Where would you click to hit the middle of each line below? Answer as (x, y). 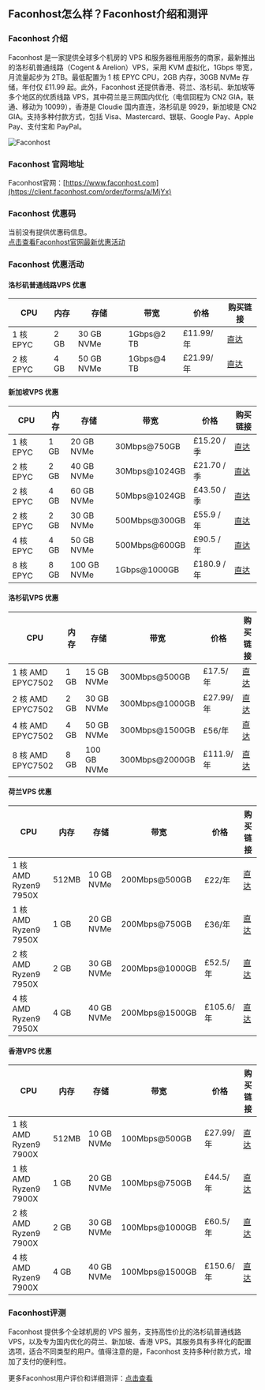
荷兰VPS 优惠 (30, 792)
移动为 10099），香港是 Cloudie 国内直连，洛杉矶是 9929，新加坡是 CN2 (139, 107)
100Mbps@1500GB (159, 1272)
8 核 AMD (30, 755)
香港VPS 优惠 (30, 1051)
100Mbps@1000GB (159, 1227)
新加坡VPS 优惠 (34, 392)
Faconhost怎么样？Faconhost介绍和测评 (108, 14)
